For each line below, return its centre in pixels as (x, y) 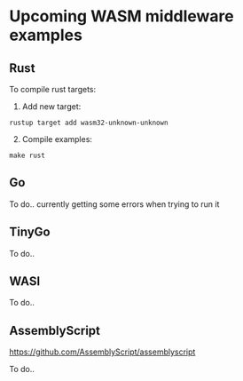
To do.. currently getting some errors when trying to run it (114, 204)
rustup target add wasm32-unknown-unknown (89, 123)
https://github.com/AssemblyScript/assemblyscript (102, 352)
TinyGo (30, 232)
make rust (27, 155)
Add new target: (51, 107)
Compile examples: (57, 139)
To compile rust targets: (53, 89)
